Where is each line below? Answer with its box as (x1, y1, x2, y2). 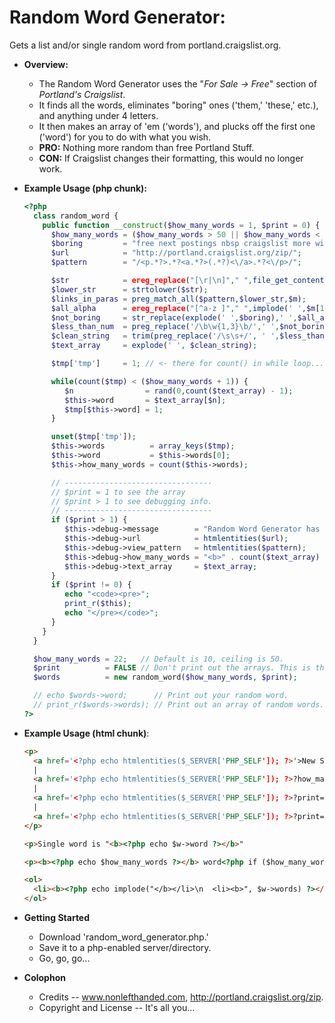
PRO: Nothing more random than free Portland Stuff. (38, 141, 255, 153)
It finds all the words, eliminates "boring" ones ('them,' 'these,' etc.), (38, 99, 319, 111)
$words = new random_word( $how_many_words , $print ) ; (33, 672, 298, 683)
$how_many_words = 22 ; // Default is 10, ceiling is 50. (33, 654, 285, 664)
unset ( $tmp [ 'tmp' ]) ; (50, 432, 137, 442)
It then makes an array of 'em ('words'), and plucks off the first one (38, 120, 316, 132)
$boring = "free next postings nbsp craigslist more (50, 239, 312, 249)
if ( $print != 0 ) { (50, 580, 132, 590)
